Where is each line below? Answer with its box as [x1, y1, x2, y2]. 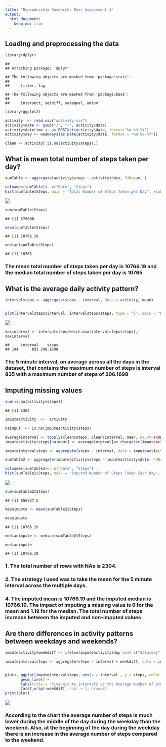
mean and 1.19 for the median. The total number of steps [5, 608, 143, 615]
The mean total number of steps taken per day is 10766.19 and [5, 263, 157, 270]
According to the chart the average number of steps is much [5, 712, 153, 719]
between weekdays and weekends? [5, 637, 118, 645]
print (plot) [5, 691, 30, 696]
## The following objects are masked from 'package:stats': [5, 74, 132, 79]
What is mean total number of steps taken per [5, 155, 149, 163]
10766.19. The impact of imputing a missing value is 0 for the [5, 602, 153, 609]
